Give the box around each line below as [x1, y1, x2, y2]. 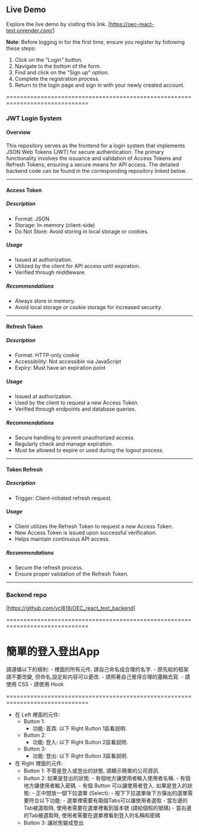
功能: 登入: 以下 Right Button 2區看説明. [32, 738, 129, 745]
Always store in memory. [14, 297, 75, 305]
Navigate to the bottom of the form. [14, 62, 101, 70]
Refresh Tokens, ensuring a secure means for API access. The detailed [6, 160, 179, 168]
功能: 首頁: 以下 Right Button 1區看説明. [32, 724, 127, 732]
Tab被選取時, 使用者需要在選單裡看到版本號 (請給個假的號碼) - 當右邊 [23, 804, 192, 811]
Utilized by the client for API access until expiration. [14, 263, 141, 270]
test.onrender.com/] [6, 27, 55, 34]
